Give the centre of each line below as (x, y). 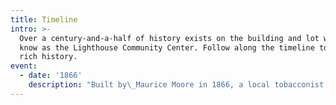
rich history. (48, 57)
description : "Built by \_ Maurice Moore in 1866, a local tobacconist (176, 85)
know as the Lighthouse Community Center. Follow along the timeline (167, 47)
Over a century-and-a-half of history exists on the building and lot (169, 38)
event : (24, 66)
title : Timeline (44, 19)
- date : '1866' (51, 76)
